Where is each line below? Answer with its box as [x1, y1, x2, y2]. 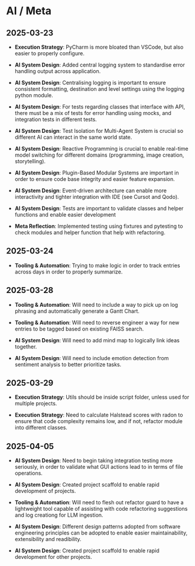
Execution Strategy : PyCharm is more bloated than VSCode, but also [14, 43, 184, 50]
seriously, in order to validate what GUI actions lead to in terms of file [14, 463, 183, 470]
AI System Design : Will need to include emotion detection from [14, 354, 169, 361]
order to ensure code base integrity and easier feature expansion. [14, 176, 175, 182]
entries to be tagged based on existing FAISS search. [14, 325, 144, 332]
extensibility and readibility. [14, 536, 82, 543]
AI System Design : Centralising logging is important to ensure [14, 79, 167, 86]
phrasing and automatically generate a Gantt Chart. [14, 307, 140, 314]
